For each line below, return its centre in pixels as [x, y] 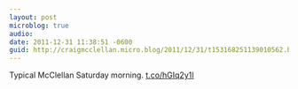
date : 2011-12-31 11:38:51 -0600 [71, 42]
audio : [21, 33]
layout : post [33, 17]
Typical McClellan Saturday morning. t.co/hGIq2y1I [102, 75]
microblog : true [39, 26]
